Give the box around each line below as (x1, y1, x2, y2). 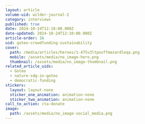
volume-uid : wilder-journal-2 (5, 12, 70, 17)
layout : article (5, 7, 40, 13)
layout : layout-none (10, 87, 53, 93)
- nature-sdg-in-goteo (10, 73, 58, 78)
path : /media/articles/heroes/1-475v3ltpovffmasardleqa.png (10, 50, 140, 55)
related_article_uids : (5, 64, 53, 69)
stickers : (5, 82, 26, 88)
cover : (5, 45, 19, 50)
